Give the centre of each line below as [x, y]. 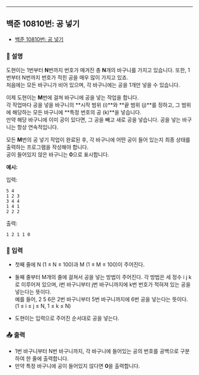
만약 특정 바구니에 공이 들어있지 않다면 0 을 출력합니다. [77, 366]
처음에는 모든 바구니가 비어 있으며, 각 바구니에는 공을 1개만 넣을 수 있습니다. [93, 85]
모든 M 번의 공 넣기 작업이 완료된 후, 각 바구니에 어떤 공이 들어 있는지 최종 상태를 [98, 140]
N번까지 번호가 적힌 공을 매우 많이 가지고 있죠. [75, 78]
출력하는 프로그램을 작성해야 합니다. [47, 147]
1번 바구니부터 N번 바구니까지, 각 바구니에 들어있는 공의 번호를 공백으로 [97, 351]
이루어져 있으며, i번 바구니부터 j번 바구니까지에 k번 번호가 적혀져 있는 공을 [106, 284]
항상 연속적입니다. [38, 127]
